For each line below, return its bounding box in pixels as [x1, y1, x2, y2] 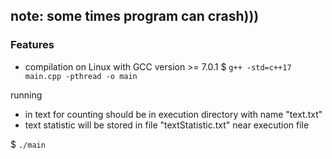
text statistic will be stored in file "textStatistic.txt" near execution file [24, 119, 310, 131]
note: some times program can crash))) [10, 8, 260, 25]
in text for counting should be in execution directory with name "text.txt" [24, 108, 323, 120]
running [10, 89, 43, 101]
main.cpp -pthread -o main [24, 71, 138, 81]
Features [10, 38, 55, 52]
